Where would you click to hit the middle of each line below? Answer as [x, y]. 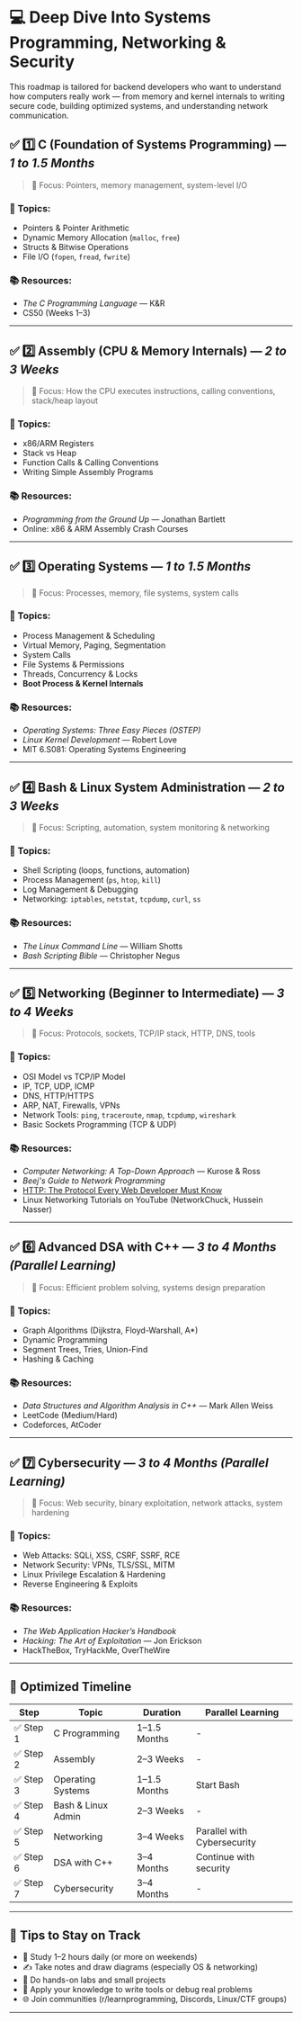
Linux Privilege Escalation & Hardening [94, 1575]
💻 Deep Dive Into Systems [110, 18]
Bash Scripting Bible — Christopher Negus [101, 956]
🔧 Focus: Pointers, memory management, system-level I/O [139, 184]
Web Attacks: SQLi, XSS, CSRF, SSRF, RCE [101, 1555]
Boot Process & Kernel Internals [83, 683]
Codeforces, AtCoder [62, 1425]
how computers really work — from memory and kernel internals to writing [147, 96]
